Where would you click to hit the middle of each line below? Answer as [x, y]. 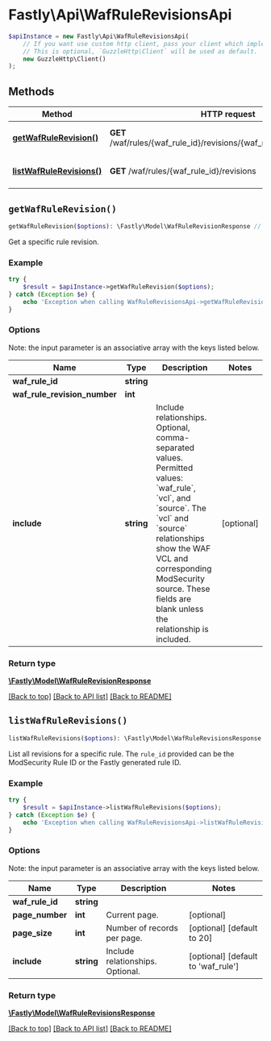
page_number [40, 914]
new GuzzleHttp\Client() [65, 59]
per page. [124, 938]
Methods [31, 92]
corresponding [184, 568]
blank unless [180, 609]
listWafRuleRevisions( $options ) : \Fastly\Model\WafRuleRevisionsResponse [135, 738]
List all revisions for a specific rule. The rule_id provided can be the [121, 754]
